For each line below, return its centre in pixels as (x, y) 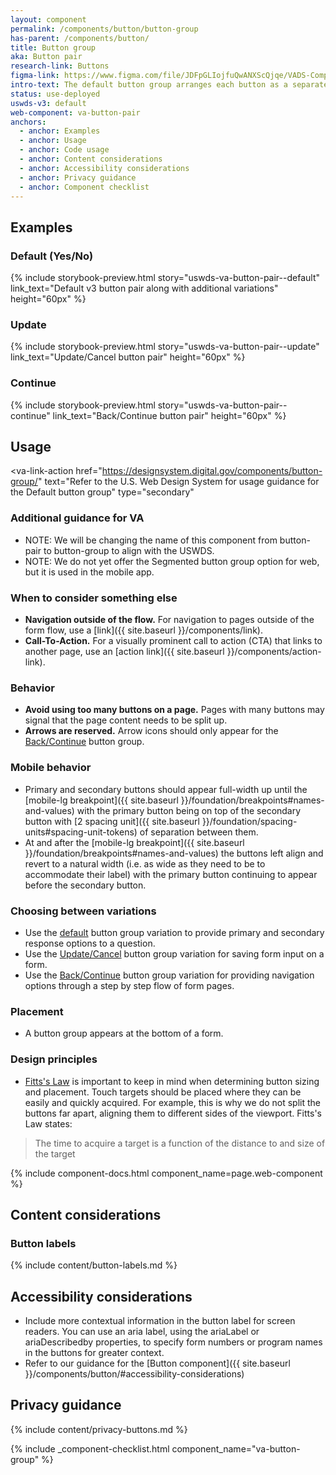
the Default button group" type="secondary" (102, 492)
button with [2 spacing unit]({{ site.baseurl (112, 821)
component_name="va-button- (236, 1448)
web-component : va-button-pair (75, 112)
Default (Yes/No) (52, 256)
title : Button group (53, 47)
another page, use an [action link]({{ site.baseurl (124, 652)
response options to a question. (90, 943)
